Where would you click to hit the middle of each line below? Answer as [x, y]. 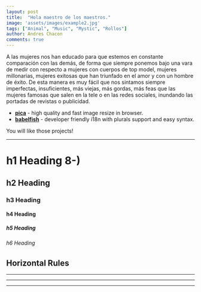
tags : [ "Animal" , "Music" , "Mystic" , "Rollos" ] [67, 28]
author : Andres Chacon [34, 34]
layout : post [22, 12]
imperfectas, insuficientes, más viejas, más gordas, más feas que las [91, 88]
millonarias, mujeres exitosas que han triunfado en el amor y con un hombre [100, 76]
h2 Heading [28, 183]
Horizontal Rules [38, 263]
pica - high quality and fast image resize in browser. [79, 113]
